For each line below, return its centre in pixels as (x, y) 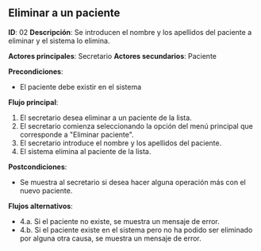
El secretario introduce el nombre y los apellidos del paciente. (121, 143)
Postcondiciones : (38, 167)
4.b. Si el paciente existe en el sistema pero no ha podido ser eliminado (136, 230)
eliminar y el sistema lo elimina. (59, 41)
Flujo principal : (33, 102)
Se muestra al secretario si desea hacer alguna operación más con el (132, 182)
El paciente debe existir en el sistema (81, 87)
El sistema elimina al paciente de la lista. (85, 151)
